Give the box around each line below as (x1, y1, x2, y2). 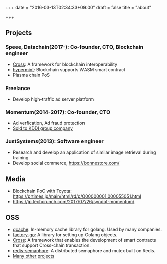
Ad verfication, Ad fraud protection (12, 120, 85, 126)
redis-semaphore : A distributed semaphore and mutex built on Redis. (12, 248, 156, 254)
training (12, 154, 29, 160)
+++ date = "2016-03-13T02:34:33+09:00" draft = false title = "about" (5, 5, 152, 10)
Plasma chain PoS (12, 72, 50, 78)
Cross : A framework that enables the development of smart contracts (12, 237, 156, 243)
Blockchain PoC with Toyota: (12, 188, 72, 194)
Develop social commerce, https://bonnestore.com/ (12, 160, 120, 166)
